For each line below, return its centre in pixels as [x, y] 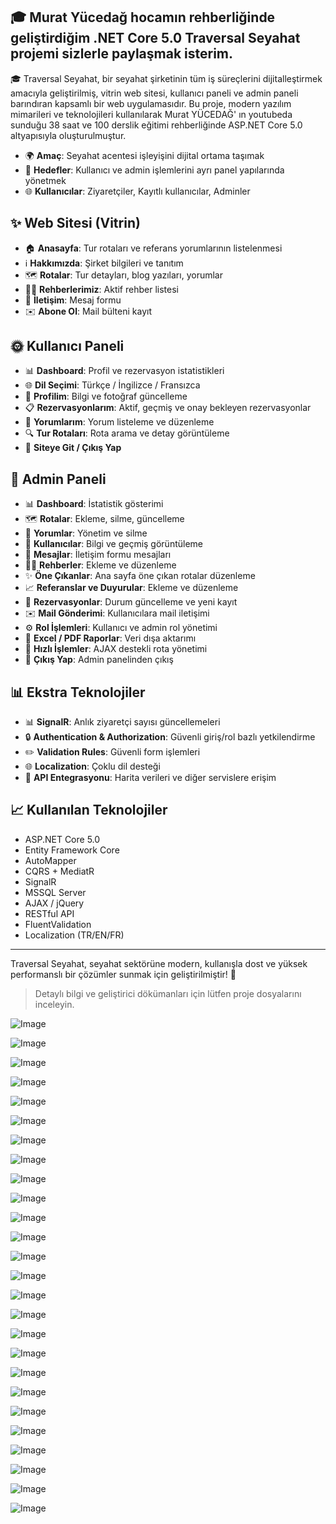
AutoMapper [50, 860]
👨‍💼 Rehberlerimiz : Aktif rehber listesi [101, 289]
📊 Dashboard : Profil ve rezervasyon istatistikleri [124, 371]
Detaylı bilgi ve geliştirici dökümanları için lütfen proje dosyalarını [168, 993]
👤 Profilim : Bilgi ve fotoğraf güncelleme [106, 396]
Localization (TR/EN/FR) [74, 935]
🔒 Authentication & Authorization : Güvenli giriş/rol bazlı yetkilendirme [170, 737]
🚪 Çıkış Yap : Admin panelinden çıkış [99, 660]
